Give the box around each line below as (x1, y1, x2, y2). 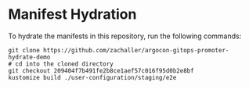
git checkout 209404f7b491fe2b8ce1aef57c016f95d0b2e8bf (8, 66, 194, 75)
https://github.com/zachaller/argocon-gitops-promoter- (42, 46, 229, 54)
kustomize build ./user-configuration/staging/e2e (8, 73, 177, 81)
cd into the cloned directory (15, 60, 114, 68)
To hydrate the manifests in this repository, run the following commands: (8, 31, 242, 41)
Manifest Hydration (8, 5, 137, 23)
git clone (8, 46, 41, 54)
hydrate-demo (8, 53, 51, 61)
